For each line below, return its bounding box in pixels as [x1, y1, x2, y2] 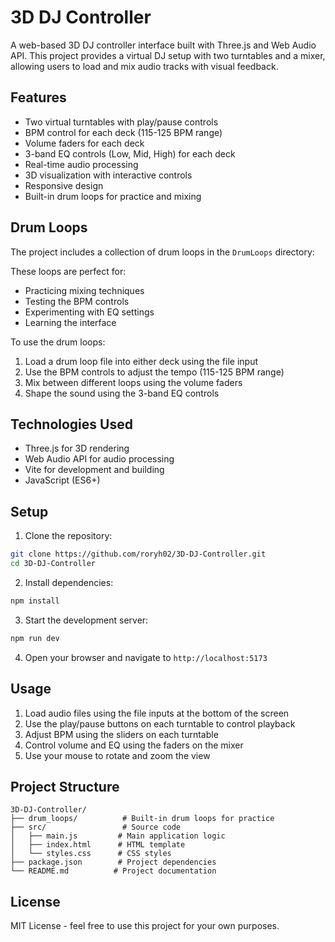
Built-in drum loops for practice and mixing [24, 190, 202, 202]
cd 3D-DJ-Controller [10, 559, 97, 569]
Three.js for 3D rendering [24, 442, 130, 455]
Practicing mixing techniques [24, 284, 145, 296]
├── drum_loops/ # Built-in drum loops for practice [10, 814, 275, 824]
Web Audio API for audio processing [24, 453, 175, 465]
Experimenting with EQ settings [24, 306, 155, 318]
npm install [10, 596, 60, 606]
